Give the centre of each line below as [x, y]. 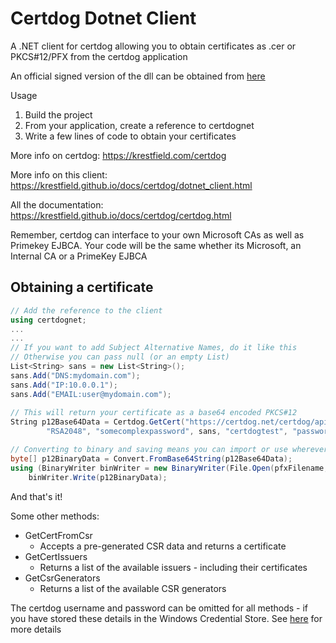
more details [36, 629]
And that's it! [36, 496]
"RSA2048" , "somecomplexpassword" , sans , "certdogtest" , [167, 432]
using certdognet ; [48, 320]
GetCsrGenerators [62, 578]
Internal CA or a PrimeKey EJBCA [79, 256]
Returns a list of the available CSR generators [133, 588]
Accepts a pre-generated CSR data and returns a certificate [163, 546]
